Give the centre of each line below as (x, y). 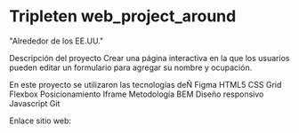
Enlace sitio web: (40, 121)
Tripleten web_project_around (123, 16)
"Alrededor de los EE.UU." (57, 41)
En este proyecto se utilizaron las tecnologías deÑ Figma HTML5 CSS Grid (145, 84)
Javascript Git (35, 103)
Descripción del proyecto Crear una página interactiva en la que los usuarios (149, 58)
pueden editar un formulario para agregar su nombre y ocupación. (131, 67)
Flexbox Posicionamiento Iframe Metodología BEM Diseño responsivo (137, 94)
